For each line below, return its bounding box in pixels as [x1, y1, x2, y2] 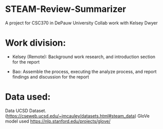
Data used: [5, 91, 51, 103]
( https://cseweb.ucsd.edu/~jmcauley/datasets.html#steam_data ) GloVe [5, 113, 150, 119]
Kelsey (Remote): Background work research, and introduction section [12, 54, 156, 60]
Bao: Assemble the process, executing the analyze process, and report [12, 68, 157, 74]
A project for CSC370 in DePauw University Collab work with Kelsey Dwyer [5, 20, 158, 26]
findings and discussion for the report [12, 73, 89, 80]
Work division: [5, 37, 66, 49]
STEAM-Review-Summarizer [5, 3, 126, 15]
